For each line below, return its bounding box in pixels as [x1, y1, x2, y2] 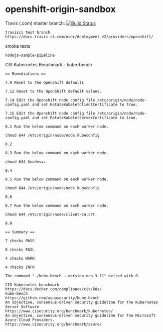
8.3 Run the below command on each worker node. [5, 150, 109, 155]
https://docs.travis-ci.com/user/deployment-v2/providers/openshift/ [5, 34, 154, 39]
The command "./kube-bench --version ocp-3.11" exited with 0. [5, 273, 140, 278]
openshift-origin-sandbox [5, 4, 116, 15]
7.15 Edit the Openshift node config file [5, 110, 95, 116]
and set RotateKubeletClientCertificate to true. [32, 102, 138, 107]
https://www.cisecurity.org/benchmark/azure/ [5, 321, 102, 327]
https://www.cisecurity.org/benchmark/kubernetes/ [5, 308, 113, 313]
